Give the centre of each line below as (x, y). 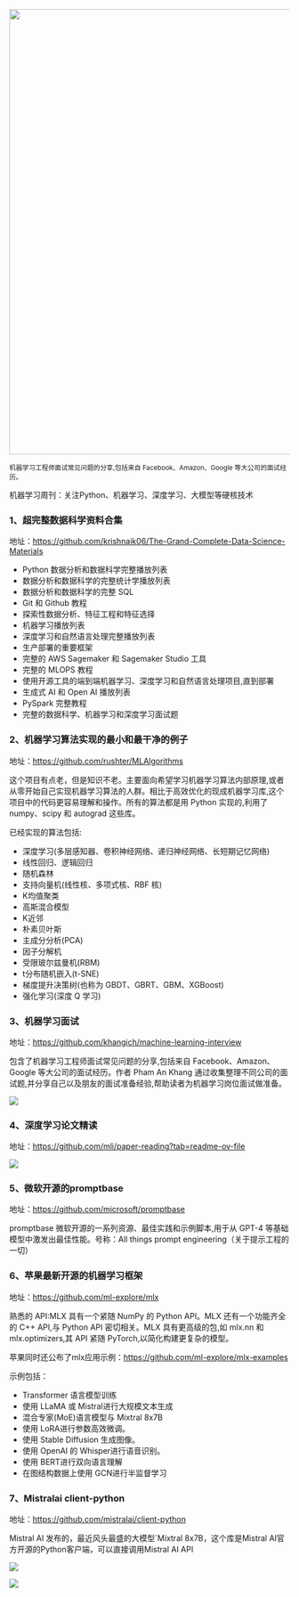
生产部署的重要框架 (57, 648)
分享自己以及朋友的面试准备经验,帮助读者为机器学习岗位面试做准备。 (161, 1083)
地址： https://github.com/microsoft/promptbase (97, 1210)
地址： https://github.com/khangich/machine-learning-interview (125, 1042)
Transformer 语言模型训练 (69, 1395)
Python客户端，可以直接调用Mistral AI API (117, 1550)
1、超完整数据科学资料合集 (66, 520)
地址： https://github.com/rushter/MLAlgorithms (97, 761)
